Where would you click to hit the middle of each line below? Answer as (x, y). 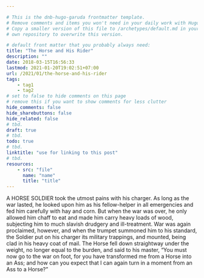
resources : (20, 164)
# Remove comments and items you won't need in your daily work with (96, 23)
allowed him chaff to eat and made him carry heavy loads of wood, (90, 218)
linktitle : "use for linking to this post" (62, 153)
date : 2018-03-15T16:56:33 (40, 62)
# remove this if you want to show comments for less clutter (87, 102)
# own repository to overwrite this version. (65, 34)
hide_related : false (32, 119)
